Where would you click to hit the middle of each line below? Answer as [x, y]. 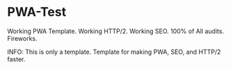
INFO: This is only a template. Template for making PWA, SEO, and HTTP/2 [114, 52]
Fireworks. [22, 38]
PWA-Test [37, 12]
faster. [16, 59]
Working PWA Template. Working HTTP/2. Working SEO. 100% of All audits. [116, 31]
